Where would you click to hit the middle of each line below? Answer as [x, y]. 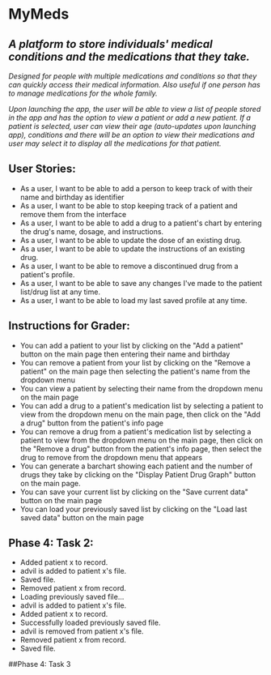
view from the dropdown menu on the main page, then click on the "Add [140, 414]
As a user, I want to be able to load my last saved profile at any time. [133, 300]
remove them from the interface [73, 214]
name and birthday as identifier [72, 197]
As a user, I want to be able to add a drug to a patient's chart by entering [141, 223]
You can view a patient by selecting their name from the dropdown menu [141, 388]
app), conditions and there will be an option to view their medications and [131, 135]
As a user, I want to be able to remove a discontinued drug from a [129, 266]
